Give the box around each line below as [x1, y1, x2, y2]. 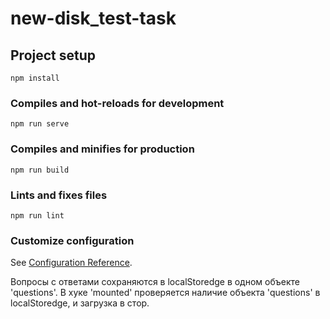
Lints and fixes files [10, 188, 108, 202]
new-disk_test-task [10, 7, 177, 30]
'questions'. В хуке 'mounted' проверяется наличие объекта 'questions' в [10, 287, 321, 299]
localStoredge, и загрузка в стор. [10, 297, 150, 309]
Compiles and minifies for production [10, 142, 195, 156]
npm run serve [10, 119, 70, 129]
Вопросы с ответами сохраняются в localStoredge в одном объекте [10, 276, 300, 288]
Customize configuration [10, 233, 135, 247]
